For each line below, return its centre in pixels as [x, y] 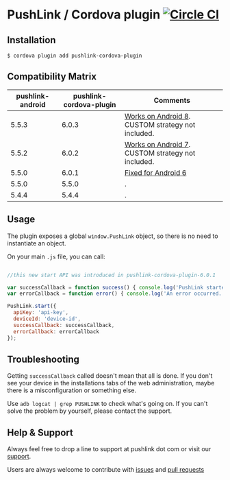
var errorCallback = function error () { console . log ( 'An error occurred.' [116, 294]
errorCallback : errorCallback [56, 332]
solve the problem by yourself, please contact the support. [90, 411]
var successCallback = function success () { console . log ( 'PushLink [105, 287]
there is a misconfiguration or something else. [72, 390]
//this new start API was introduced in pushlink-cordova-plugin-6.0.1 [111, 275]
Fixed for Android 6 [155, 173]
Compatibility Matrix [52, 76]
